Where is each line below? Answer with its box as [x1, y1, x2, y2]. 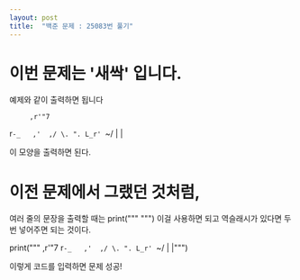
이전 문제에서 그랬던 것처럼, [9, 182, 201, 203]
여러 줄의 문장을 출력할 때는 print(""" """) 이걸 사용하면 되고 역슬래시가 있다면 [9, 213, 282, 224]
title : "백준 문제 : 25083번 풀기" [9, 22, 133, 31]
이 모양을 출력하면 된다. [9, 147, 92, 158]
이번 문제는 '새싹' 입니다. [9, 63, 182, 84]
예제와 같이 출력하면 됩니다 [9, 95, 104, 105]
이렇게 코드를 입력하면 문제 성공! [9, 261, 123, 272]
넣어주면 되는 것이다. [18, 224, 92, 235]
